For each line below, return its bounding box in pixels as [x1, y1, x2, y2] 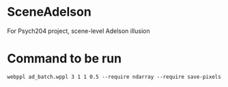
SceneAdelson [7, 4, 92, 20]
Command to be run [7, 51, 122, 66]
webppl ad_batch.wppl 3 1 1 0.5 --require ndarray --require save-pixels [7, 73, 222, 80]
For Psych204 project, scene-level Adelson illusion [7, 27, 150, 35]
